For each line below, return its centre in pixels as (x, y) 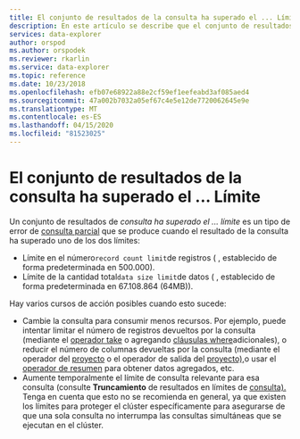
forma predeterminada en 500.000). (88, 267)
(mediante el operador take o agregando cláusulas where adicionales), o (154, 339)
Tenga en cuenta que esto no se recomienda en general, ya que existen (154, 396)
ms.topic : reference (48, 76)
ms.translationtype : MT (54, 109)
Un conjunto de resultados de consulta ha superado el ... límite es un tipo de (150, 221)
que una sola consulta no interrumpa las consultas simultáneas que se (152, 415)
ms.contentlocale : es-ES (55, 117)
